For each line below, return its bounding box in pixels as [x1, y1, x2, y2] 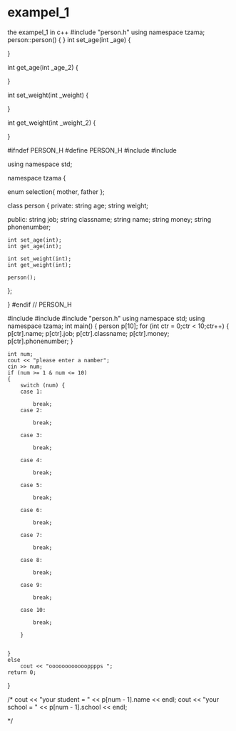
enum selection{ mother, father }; [7, 187, 105, 196]
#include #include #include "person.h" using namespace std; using [7, 314, 205, 322]
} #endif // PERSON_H [7, 300, 73, 309]
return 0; [7, 668, 37, 676]
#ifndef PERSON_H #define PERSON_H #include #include [7, 145, 177, 154]
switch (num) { [20, 382, 66, 389]
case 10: [20, 606, 46, 613]
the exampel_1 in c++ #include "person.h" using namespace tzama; [7, 28, 205, 36]
